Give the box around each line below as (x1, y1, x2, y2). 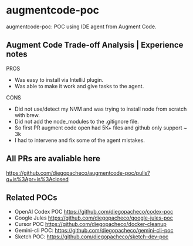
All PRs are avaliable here (6, 154, 101, 164)
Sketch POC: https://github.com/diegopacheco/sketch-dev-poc (14, 233, 169, 240)
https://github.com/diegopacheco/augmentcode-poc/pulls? (6, 169, 151, 177)
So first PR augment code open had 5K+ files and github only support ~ (14, 124, 188, 131)
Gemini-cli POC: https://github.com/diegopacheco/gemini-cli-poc (14, 227, 174, 234)
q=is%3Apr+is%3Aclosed (6, 175, 69, 182)
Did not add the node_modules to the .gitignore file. (14, 118, 139, 125)
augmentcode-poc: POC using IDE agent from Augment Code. (6, 23, 157, 30)
